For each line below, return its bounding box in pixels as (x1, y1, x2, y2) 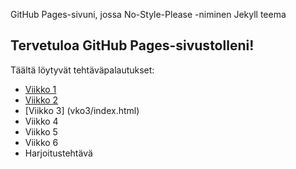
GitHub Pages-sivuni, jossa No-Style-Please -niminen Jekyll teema (10, 9, 287, 20)
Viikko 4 (24, 115, 59, 127)
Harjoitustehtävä (24, 147, 93, 159)
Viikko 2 (24, 94, 59, 106)
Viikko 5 (24, 125, 58, 138)
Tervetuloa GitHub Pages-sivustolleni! (10, 37, 255, 54)
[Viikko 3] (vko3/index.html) (24, 104, 140, 116)
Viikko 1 (24, 83, 57, 95)
